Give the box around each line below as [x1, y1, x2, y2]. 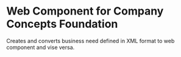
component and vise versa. [6, 44, 75, 51]
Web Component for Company [6, 4, 164, 18]
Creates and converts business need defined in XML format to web [6, 37, 175, 44]
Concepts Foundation [6, 17, 118, 31]
